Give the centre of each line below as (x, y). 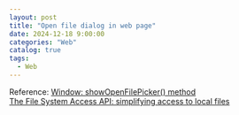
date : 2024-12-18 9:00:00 (57, 34)
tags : (19, 58)
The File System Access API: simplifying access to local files (119, 101)
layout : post (33, 17)
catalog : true (35, 50)
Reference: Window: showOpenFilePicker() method (103, 92)
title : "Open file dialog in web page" (83, 26)
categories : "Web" (43, 42)
